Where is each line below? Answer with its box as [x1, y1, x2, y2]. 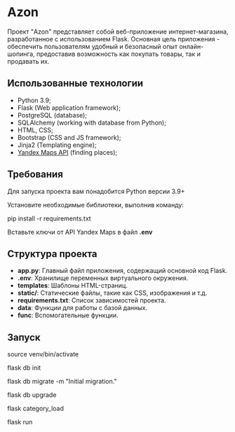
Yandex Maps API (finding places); [17, 148, 118, 156]
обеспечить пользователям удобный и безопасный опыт [7, 42, 177, 50]
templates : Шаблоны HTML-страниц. [17, 281, 128, 290]
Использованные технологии [7, 78, 144, 90]
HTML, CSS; [17, 125, 54, 134]
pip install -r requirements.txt [7, 214, 91, 223]
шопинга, [7, 50, 35, 58]
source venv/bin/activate [7, 350, 79, 358]
